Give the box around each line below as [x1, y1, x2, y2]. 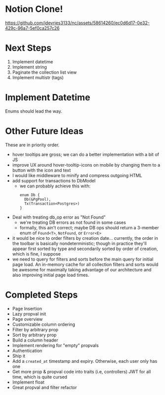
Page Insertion [12, 306, 42, 311]
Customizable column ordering [12, 321, 76, 327]
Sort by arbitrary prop [12, 332, 57, 338]
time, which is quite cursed [12, 374, 68, 380]
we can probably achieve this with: [19, 183, 90, 189]
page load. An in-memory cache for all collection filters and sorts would [12, 261, 159, 267]
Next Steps [5, 43, 52, 54]
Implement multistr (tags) [12, 74, 64, 80]
